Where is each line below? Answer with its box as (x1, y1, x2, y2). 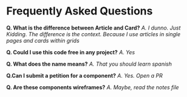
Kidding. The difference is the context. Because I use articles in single (6, 30, 180, 37)
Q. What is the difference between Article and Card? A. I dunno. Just (6, 24, 181, 31)
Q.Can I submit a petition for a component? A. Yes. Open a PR (6, 72, 163, 79)
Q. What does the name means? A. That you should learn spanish (6, 60, 172, 67)
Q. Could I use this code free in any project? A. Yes (6, 48, 135, 55)
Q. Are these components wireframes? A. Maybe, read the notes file (6, 83, 180, 91)
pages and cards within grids (6, 37, 80, 44)
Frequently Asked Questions (6, 4, 153, 18)
